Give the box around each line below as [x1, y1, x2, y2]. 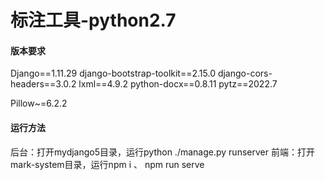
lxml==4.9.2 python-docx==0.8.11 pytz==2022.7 [78, 78, 278, 90]
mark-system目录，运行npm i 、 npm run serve [10, 158, 205, 170]
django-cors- [217, 67, 273, 80]
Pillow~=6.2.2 [10, 97, 68, 110]
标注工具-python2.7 [10, 9, 177, 32]
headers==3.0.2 [10, 78, 77, 90]
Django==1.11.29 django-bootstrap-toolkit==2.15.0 [10, 67, 216, 80]
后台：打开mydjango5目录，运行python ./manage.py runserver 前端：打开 [10, 146, 315, 158]
